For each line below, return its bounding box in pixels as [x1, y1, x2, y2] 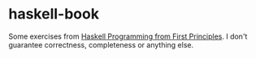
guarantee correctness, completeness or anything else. [8, 39, 193, 49]
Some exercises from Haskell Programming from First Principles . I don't [8, 31, 248, 41]
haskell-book [8, 5, 100, 23]
